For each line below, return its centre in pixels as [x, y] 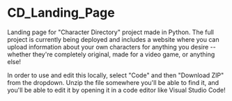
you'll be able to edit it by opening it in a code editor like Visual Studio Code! [117, 90]
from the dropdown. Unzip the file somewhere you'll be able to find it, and [113, 82]
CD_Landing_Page [61, 13]
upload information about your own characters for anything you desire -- [111, 47]
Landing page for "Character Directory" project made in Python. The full [111, 32]
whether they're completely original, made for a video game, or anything [111, 54]
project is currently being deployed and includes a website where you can [113, 39]
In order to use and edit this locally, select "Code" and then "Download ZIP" [116, 75]
